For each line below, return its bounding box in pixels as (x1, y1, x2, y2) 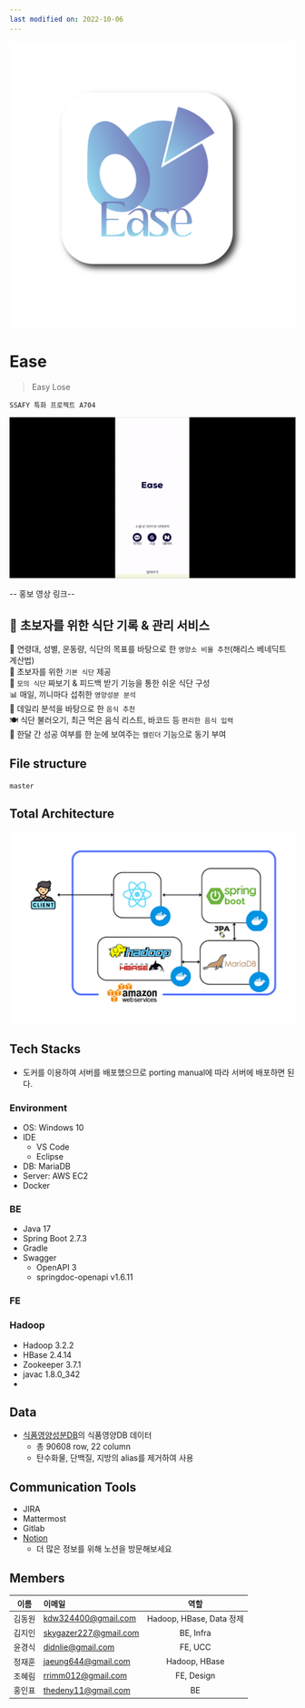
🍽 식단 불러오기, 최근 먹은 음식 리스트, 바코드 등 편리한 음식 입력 (9, 715, 234, 726)
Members (9, 1570, 65, 1586)
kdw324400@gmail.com (43, 1613, 136, 1623)
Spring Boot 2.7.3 (22, 1233, 88, 1244)
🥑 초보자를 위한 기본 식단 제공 (9, 667, 112, 678)
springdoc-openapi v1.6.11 (35, 1271, 133, 1282)
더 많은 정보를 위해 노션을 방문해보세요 (35, 1543, 172, 1554)
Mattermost (22, 1513, 66, 1524)
